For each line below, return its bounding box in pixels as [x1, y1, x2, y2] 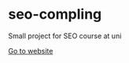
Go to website [8, 46, 53, 55]
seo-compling [8, 5, 102, 23]
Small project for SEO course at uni [8, 31, 122, 40]
